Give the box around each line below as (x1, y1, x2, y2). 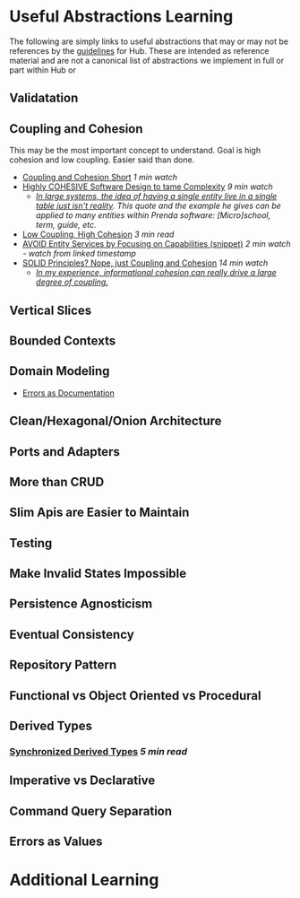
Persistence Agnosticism (9, 597, 153, 612)
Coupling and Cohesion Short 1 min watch (21, 172, 177, 183)
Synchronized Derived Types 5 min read (9, 745, 188, 757)
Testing (9, 536, 53, 551)
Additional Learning (9, 870, 159, 890)
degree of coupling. (35, 276, 109, 288)
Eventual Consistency (9, 626, 134, 642)
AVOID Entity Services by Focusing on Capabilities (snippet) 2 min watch (21, 239, 291, 249)
